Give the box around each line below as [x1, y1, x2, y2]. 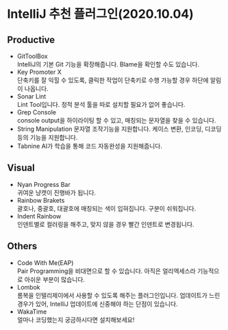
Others [7, 240, 38, 252]
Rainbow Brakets [16, 196, 65, 204]
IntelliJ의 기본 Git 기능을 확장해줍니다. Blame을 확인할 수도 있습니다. [16, 60, 200, 68]
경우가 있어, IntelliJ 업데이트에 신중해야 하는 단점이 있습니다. [16, 299, 178, 308]
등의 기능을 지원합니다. [16, 134, 78, 141]
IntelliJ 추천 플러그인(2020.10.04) [7, 6, 194, 22]
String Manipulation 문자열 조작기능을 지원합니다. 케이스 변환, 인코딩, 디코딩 [16, 125, 222, 133]
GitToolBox [16, 52, 48, 60]
